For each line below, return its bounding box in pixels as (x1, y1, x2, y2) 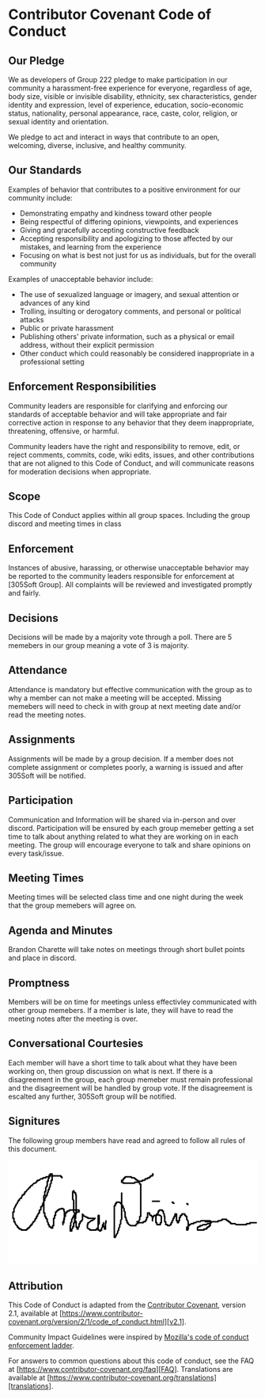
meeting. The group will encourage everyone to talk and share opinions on (8, 840, 251, 849)
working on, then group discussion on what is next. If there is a (8, 1066, 214, 1076)
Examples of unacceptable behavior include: (8, 274, 153, 284)
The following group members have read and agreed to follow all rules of (8, 1135, 246, 1145)
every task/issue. (8, 848, 65, 858)
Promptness (8, 976, 70, 989)
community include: (8, 192, 73, 203)
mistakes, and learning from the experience (19, 242, 162, 251)
